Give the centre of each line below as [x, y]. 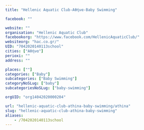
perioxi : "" [17, 55]
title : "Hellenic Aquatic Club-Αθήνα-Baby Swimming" [61, 10]
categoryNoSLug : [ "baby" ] [32, 83]
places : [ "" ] [19, 69]
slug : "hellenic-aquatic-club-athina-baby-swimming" [61, 110]
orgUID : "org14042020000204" [35, 97]
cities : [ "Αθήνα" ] [24, 51]
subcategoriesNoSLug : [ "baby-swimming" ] [48, 88]
